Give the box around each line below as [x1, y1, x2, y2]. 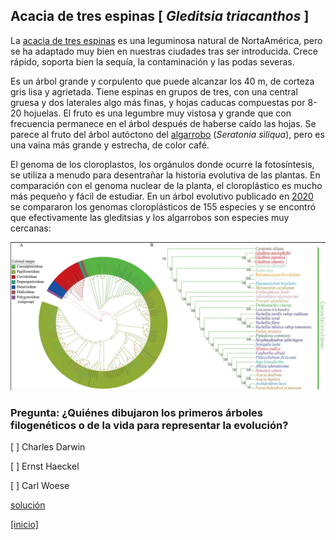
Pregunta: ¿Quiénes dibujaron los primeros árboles [10, 405, 264, 419]
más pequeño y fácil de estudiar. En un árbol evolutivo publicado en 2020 [10, 190, 314, 202]
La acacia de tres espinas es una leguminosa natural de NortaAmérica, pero [10, 34, 323, 46]
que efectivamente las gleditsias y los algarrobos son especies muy [10, 211, 290, 223]
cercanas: [10, 222, 52, 234]
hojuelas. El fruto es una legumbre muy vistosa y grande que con [23, 107, 292, 119]
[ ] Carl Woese [10, 480, 70, 492]
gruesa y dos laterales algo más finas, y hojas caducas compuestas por [10, 96, 306, 108]
